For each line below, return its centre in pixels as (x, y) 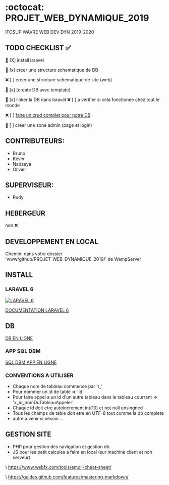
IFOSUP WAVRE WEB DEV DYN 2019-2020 (50, 32)
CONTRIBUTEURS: (35, 141)
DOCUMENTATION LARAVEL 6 (37, 310)
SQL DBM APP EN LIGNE (31, 362)
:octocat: (25, 7)
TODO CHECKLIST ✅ (38, 48)
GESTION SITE (28, 434)
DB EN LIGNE (19, 338)
